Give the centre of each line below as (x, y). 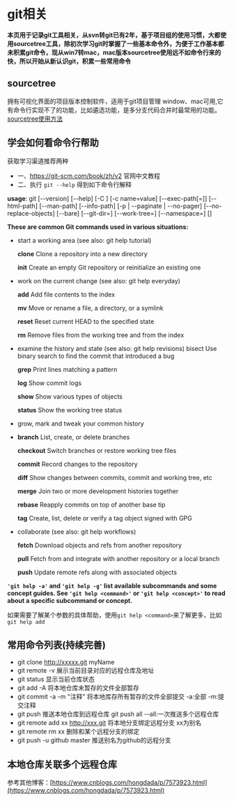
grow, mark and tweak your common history (80, 424)
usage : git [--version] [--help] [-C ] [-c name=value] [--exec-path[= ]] (107, 198)
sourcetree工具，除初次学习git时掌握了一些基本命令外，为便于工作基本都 (119, 43)
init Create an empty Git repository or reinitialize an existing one (109, 267)
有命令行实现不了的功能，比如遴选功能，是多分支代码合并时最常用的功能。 (114, 110)
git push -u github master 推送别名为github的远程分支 (94, 740)
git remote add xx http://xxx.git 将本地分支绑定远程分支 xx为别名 (109, 723)
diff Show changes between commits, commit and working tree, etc (115, 477)
